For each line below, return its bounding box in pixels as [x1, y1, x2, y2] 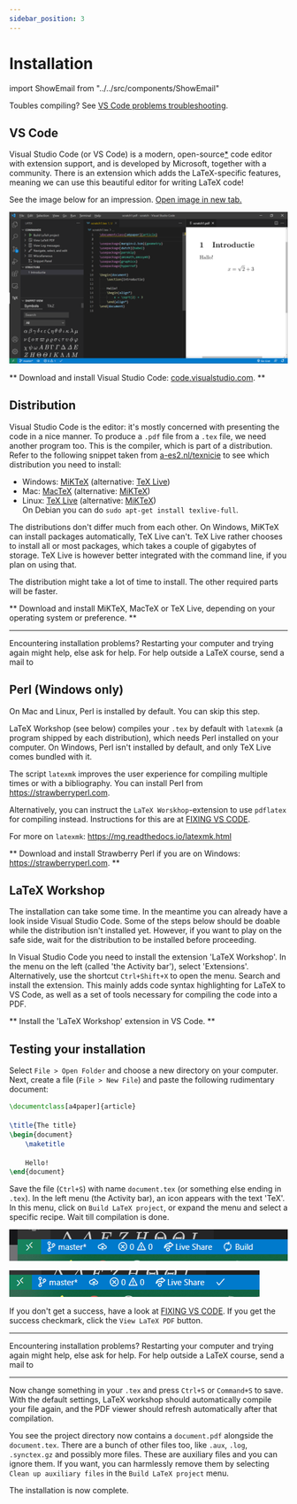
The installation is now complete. [9, 1485, 130, 1495]
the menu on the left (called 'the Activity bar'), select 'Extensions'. [9, 961, 249, 972]
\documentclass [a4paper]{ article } [9, 1102, 137, 1111]
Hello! [25, 1158, 49, 1168]
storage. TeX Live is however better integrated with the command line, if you [9, 550, 287, 560]
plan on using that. [9, 559, 77, 570]
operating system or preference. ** [9, 612, 137, 623]
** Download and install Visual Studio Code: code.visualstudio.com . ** [9, 373, 266, 383]
